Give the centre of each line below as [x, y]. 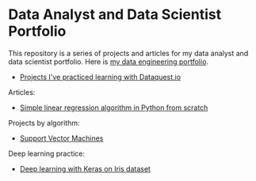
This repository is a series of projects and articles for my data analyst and [128, 53]
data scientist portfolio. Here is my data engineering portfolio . [108, 62]
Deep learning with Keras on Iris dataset [85, 168]
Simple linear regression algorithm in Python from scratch [114, 107]
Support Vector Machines [61, 138]
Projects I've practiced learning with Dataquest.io [100, 77]
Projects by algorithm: [44, 123]
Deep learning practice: [47, 153]
